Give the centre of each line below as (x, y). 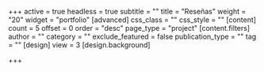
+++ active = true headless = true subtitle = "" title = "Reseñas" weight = (127, 11)
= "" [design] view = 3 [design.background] (79, 45)
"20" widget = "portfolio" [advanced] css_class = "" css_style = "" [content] (132, 20)
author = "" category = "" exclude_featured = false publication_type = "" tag (132, 36)
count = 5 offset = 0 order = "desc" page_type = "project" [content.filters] (129, 28)
